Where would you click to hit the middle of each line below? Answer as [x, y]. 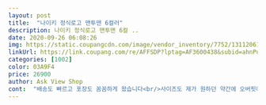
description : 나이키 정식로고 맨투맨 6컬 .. [74, 30]
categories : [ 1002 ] [40, 60]
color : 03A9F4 [32, 67]
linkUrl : [23, 52]
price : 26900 [30, 74]
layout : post [30, 15]
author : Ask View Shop [46, 81]
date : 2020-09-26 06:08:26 [53, 37]
